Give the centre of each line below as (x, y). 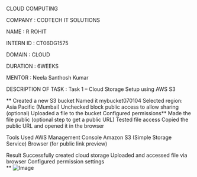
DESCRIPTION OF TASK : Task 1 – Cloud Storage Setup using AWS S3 (91, 89)
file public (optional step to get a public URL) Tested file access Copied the (97, 119)
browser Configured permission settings (55, 162)
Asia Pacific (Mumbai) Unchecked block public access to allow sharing (93, 107)
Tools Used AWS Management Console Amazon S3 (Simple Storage (89, 137)
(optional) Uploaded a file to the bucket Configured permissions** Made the (98, 113)
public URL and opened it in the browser (55, 126)
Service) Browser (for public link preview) (57, 144)
